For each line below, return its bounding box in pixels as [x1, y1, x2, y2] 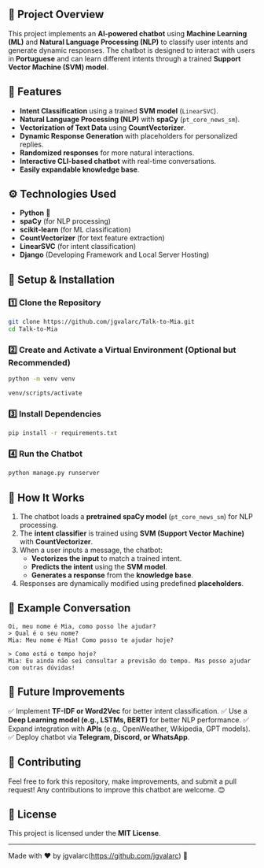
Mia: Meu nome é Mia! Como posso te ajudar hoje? [8, 636, 174, 644]
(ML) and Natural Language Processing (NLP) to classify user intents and [8, 37, 248, 46]
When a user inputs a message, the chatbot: [19, 545, 163, 555]
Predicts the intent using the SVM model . [31, 562, 167, 572]
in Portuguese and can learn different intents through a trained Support [8, 54, 241, 63]
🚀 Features [8, 85, 62, 98]
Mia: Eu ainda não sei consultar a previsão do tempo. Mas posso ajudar [8, 657, 251, 665]
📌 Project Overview [8, 8, 104, 21]
